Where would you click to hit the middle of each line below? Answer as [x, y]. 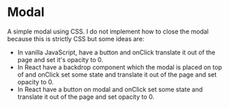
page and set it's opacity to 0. [60, 59]
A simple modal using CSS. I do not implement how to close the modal [108, 31]
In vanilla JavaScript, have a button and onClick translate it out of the [116, 52]
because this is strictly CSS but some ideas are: [76, 38]
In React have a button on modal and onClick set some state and [110, 89]
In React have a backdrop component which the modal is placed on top [119, 67]
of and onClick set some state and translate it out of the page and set [117, 75]
